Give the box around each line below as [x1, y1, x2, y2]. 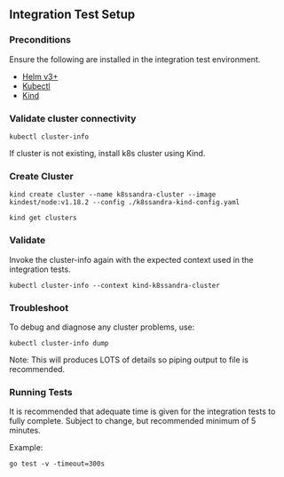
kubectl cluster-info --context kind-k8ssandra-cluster [9, 281, 220, 290]
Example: [9, 442, 43, 453]
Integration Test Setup [9, 7, 136, 22]
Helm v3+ [21, 71, 59, 82]
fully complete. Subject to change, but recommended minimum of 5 [9, 416, 256, 426]
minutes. [9, 425, 42, 436]
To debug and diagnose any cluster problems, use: [9, 322, 195, 332]
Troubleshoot [9, 301, 69, 314]
